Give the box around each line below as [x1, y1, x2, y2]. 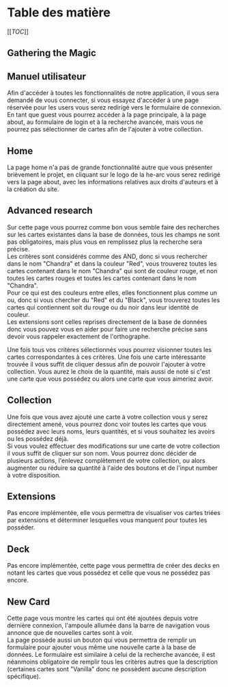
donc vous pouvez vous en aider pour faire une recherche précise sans [7, 325, 208, 333]
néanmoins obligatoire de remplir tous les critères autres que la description [7, 658, 218, 666]
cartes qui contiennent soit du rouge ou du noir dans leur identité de [7, 303, 199, 311]
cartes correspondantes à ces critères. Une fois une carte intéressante [7, 353, 206, 361]
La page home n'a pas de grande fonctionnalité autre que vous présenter [7, 163, 213, 171]
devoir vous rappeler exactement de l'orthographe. [7, 332, 150, 340]
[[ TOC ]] [7, 27, 29, 36]
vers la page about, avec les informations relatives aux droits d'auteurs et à [7, 177, 218, 186]
